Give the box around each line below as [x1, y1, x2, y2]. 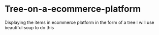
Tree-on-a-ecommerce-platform [4, 3, 141, 15]
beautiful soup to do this [4, 24, 54, 30]
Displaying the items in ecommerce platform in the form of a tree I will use [4, 19, 155, 25]
